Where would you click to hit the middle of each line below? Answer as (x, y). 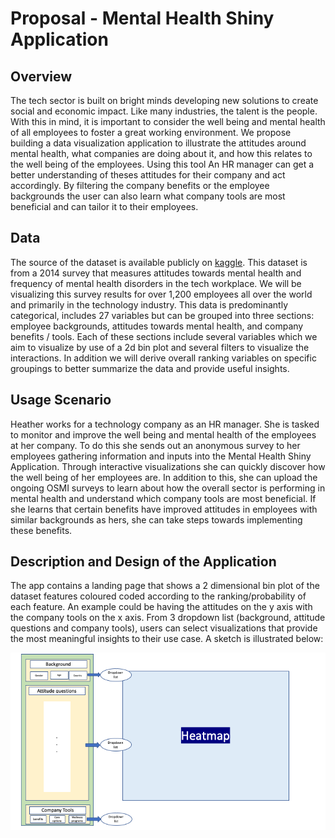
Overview (41, 76)
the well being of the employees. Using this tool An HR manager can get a (162, 164)
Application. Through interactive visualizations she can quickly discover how (168, 466)
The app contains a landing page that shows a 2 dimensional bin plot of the (165, 586)
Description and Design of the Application (143, 562)
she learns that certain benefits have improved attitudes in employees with (164, 509)
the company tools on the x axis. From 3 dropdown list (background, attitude (168, 618)
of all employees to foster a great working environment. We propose (151, 132)
